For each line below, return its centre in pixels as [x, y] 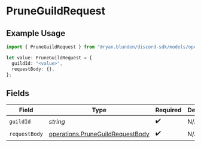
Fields [18, 93]
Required [168, 110]
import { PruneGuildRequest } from [51, 47]
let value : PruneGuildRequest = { [49, 58]
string [57, 121]
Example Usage [36, 33]
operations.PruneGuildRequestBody [99, 134]
